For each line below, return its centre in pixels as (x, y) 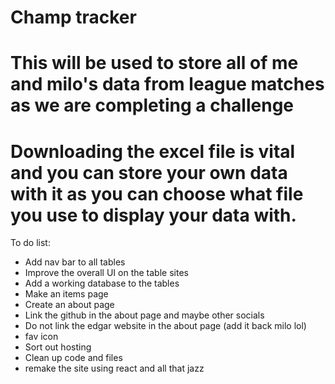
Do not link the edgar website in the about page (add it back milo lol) (165, 326)
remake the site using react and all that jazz (114, 368)
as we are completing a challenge (152, 105)
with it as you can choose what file (157, 193)
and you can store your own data (149, 172)
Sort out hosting (58, 347)
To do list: (30, 243)
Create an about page (69, 305)
